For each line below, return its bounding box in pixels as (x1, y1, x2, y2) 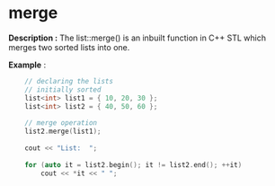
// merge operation (24, 119, 98, 128)
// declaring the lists (24, 76, 114, 85)
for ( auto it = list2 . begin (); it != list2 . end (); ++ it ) (24, 160, 243, 169)
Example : (8, 59, 47, 70)
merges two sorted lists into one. (8, 41, 130, 52)
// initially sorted (24, 84, 102, 94)
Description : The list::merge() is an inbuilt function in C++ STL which (8, 32, 267, 43)
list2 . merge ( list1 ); (24, 127, 102, 137)
